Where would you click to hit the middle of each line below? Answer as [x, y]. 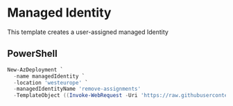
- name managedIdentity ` [49, 76]
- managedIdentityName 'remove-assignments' [77, 89]
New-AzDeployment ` [35, 70]
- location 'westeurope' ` [51, 82]
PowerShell [32, 54]
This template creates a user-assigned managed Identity [88, 32]
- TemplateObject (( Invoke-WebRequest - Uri [76, 96]
